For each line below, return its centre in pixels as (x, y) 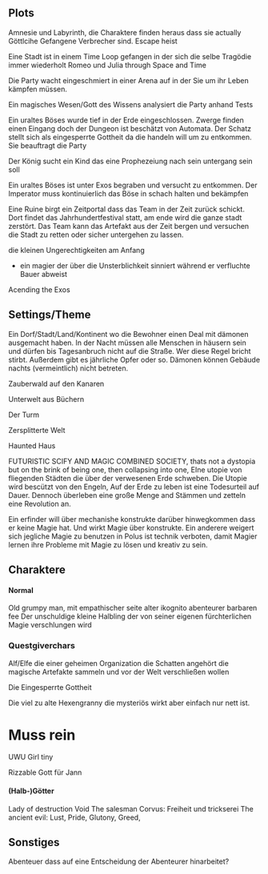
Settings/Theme (50, 315)
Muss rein (42, 735)
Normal (21, 590)
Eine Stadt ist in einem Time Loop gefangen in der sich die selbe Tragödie (130, 56)
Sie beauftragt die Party (48, 145)
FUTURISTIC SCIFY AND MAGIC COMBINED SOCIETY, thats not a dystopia (132, 461)
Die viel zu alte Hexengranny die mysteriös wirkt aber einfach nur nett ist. (129, 703)
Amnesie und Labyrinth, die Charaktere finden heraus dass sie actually (125, 32)
